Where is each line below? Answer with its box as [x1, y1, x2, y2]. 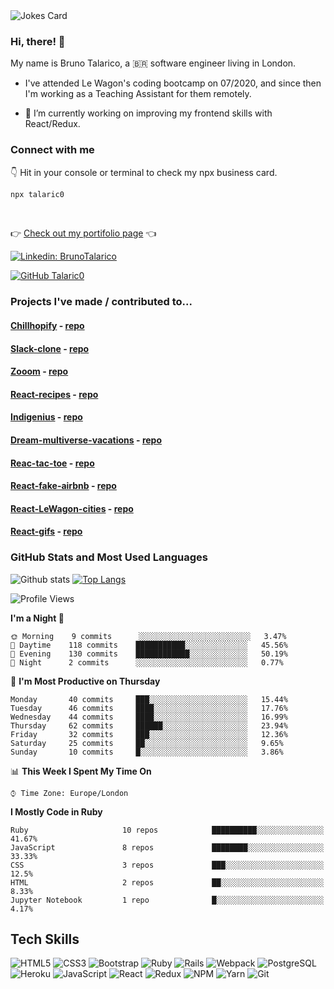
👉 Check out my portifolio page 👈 [10, 227, 157, 239]
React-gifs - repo [10, 525, 83, 538]
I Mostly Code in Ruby [10, 805, 103, 818]
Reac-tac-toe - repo [10, 457, 95, 469]
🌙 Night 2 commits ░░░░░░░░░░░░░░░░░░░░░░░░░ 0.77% [10, 657, 284, 668]
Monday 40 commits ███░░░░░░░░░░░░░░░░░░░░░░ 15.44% [10, 694, 288, 704]
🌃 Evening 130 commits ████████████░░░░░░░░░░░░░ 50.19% [10, 649, 288, 659]
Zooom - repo [10, 365, 69, 378]
